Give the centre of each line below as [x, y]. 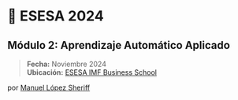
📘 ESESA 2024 [56, 16]
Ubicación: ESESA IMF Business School [91, 72]
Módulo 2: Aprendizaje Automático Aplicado [119, 45]
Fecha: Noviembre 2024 [67, 64]
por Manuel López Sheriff [49, 87]
